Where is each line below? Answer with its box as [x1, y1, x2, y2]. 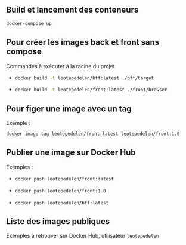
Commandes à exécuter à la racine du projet [6, 62, 115, 69]
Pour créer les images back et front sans [6, 37, 160, 47]
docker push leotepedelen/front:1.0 [14, 188, 106, 194]
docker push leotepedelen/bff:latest [14, 200, 109, 206]
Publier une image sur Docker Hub [6, 148, 136, 158]
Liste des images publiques [6, 216, 110, 226]
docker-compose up [6, 20, 52, 26]
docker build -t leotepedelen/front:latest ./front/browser [14, 87, 168, 93]
